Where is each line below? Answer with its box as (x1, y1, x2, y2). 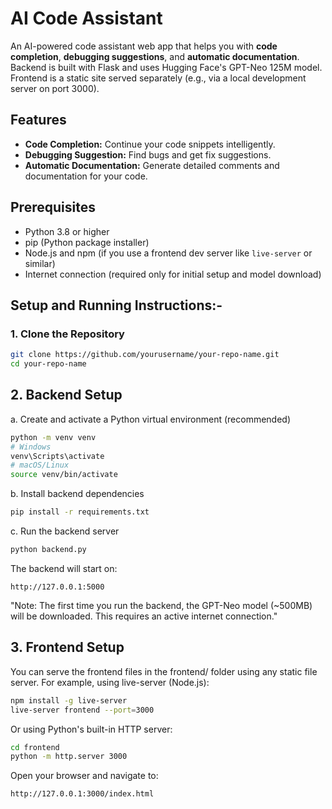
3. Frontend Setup (10, 639, 125, 656)
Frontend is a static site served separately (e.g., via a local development (10, 72, 307, 84)
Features (10, 112, 67, 129)
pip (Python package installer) (24, 236, 150, 248)
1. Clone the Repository (10, 327, 125, 341)
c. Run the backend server (10, 525, 120, 537)
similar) (24, 257, 56, 269)
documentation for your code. (24, 170, 148, 182)
